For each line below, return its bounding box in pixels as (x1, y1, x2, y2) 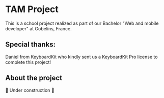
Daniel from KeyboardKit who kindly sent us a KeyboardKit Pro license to (5, 54, 158, 60)
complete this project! (5, 59, 51, 65)
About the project (5, 74, 63, 82)
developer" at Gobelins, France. (5, 25, 72, 31)
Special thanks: (5, 40, 56, 49)
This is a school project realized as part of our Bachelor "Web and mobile (5, 20, 159, 26)
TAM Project (5, 4, 59, 15)
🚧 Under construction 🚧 (5, 87, 54, 93)
